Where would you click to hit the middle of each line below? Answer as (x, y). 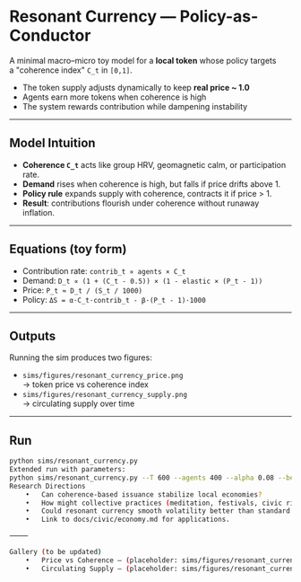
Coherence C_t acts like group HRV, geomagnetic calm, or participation (154, 164)
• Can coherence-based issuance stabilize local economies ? (144, 494)
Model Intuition (52, 143)
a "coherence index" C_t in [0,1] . (71, 70)
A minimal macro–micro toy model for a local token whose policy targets (143, 60)
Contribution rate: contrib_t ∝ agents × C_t (104, 270)
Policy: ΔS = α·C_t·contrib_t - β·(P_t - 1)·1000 (114, 299)
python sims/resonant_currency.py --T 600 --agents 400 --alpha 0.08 (142, 478)
